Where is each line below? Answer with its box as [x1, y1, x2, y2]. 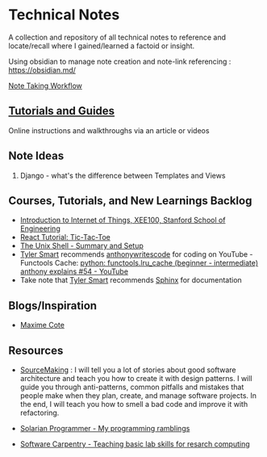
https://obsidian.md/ [8, 65, 77, 74]
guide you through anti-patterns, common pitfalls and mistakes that [19, 382, 244, 392]
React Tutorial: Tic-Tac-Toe [19, 233, 111, 242]
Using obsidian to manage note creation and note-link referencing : [8, 57, 232, 66]
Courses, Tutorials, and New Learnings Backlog [8, 194, 252, 208]
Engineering [19, 224, 60, 233]
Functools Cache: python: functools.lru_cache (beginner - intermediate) [19, 258, 259, 268]
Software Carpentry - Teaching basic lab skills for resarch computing [19, 439, 250, 449]
